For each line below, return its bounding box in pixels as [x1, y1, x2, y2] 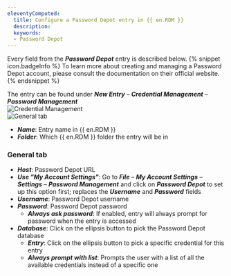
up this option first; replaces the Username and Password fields [17, 188, 202, 196]
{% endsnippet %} [7, 77, 60, 85]
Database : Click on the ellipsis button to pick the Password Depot [17, 224, 205, 233]
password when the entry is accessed [27, 217, 136, 225]
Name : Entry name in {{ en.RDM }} [17, 126, 116, 134]
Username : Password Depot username [17, 195, 129, 204]
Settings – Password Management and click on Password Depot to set [17, 180, 223, 188]
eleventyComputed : [7, 10, 60, 17]
